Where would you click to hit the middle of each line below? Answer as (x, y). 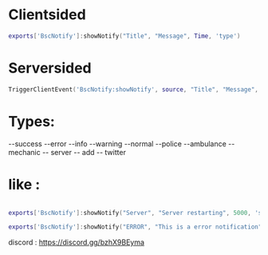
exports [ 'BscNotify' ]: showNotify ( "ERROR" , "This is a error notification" (135, 227)
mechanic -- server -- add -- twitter (67, 152)
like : (24, 184)
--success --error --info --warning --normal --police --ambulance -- (122, 143)
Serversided (50, 68)
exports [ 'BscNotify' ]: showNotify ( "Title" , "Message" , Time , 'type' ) (124, 36)
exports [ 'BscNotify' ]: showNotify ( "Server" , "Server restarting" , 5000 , (130, 213)
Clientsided (47, 15)
